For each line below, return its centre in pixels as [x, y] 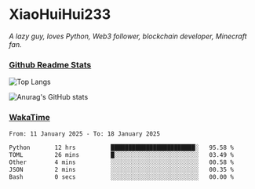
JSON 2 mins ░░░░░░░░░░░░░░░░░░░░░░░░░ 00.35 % [122, 170]
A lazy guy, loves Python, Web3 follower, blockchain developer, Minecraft [128, 36]
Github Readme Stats [50, 64]
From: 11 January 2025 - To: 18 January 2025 [84, 134]
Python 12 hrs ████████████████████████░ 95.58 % [122, 148]
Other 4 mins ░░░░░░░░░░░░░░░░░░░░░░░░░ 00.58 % [122, 162]
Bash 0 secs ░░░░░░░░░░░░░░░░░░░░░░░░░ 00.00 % [122, 177]
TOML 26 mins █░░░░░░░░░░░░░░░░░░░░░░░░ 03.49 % [122, 155]
